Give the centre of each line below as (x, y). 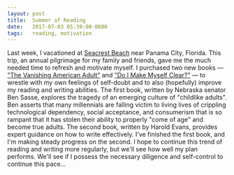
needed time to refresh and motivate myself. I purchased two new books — (115, 68)
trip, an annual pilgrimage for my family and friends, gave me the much (109, 61)
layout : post (26, 14)
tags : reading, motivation (50, 33)
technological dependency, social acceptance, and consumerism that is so (115, 112)
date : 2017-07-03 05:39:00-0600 (58, 26)
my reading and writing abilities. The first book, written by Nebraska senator (117, 90)
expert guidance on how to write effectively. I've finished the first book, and (116, 135)
